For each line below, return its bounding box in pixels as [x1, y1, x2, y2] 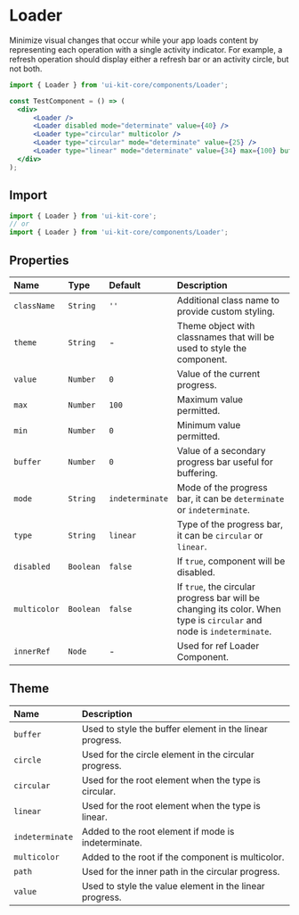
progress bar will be [176, 591, 261, 604]
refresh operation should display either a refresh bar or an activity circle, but [9, 54, 289, 64]
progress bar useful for [176, 456, 273, 468]
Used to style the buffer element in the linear [81, 722, 269, 735]
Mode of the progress [176, 481, 269, 493]
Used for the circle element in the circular [81, 748, 255, 761]
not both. [9, 63, 43, 74]
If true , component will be [176, 555, 286, 567]
